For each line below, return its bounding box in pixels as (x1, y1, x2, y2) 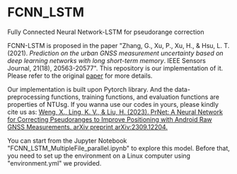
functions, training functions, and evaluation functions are (50, 93, 219, 101)
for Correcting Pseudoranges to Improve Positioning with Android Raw (7, 115, 212, 124)
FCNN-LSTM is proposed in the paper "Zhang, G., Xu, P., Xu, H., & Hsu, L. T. (7, 41, 230, 50)
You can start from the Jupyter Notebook (7, 136, 127, 145)
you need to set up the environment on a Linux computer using (7, 151, 191, 160)
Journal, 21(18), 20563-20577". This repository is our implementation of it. (7, 64, 224, 72)
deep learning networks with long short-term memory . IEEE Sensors (7, 56, 207, 64)
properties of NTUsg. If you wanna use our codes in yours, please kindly (7, 100, 219, 108)
